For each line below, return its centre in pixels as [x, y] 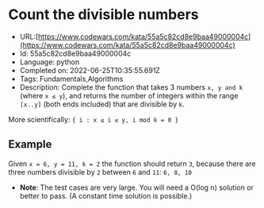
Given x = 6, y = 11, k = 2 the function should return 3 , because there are [132, 164]
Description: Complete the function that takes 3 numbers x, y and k [131, 87]
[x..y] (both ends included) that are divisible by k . [102, 104]
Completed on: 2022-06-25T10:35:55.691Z [90, 70]
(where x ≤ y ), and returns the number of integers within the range [129, 95]
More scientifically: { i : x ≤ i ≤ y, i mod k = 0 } [94, 119]
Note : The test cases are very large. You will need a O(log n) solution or [136, 187]
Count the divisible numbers [103, 15]
